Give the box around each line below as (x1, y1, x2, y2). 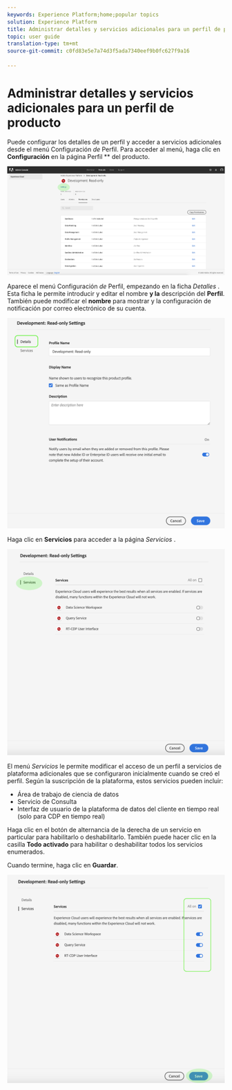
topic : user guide (7, 33, 60, 40)
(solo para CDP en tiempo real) (17, 812, 106, 820)
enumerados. (7, 847, 45, 856)
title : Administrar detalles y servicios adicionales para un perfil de (7, 26, 221, 32)
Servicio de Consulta (17, 798, 77, 806)
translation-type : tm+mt (7, 40, 79, 48)
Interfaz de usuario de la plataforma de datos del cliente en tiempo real (17, 805, 220, 814)
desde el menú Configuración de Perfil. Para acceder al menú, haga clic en (7, 145, 221, 153)
